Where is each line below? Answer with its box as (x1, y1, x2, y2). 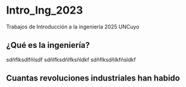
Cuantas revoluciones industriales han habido (6, 73, 180, 83)
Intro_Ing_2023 (6, 4, 83, 17)
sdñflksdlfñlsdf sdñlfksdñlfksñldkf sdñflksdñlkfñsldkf (6, 56, 136, 63)
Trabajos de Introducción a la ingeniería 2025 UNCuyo (6, 23, 140, 30)
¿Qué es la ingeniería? (6, 40, 90, 50)
